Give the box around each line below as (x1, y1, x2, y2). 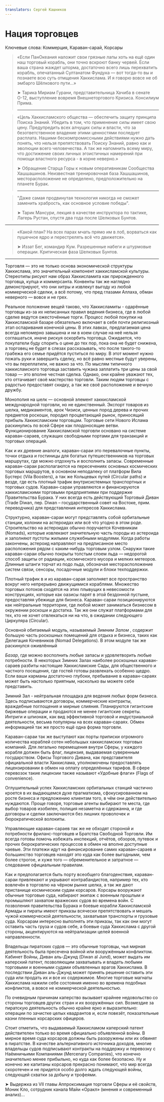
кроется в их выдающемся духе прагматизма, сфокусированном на (5, 790, 148, 796)
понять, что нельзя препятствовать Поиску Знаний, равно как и (17, 140, 151, 146)
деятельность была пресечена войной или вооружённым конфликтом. (5, 949, 153, 955)
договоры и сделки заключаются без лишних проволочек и (5, 810, 130, 816)
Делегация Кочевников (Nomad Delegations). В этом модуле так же (5, 637, 146, 643)
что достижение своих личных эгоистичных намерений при (17, 150, 143, 156)
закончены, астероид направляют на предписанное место (5, 540, 128, 546)
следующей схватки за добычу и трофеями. (5, 1072, 97, 1078)
